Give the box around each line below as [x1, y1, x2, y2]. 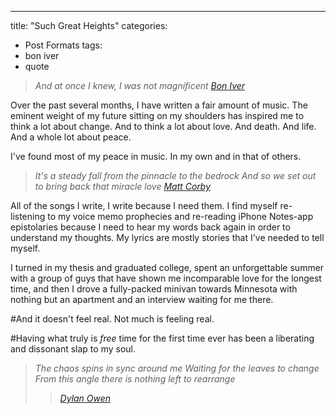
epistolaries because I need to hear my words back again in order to [10, 221, 291, 233]
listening [10, 211, 46, 222]
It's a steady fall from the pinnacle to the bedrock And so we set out [34, 170, 317, 181]
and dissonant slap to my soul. [10, 343, 136, 355]
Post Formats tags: [24, 39, 103, 51]
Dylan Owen [59, 392, 112, 404]
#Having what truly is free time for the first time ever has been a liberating [10, 332, 315, 344]
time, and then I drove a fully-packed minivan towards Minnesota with [10, 283, 298, 295]
